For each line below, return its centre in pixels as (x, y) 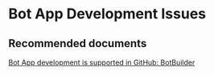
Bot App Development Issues (107, 14)
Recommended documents (78, 43)
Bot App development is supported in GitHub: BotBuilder (102, 62)
